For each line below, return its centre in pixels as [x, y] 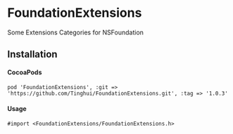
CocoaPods [25, 72]
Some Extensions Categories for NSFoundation [76, 32]
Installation [32, 54]
